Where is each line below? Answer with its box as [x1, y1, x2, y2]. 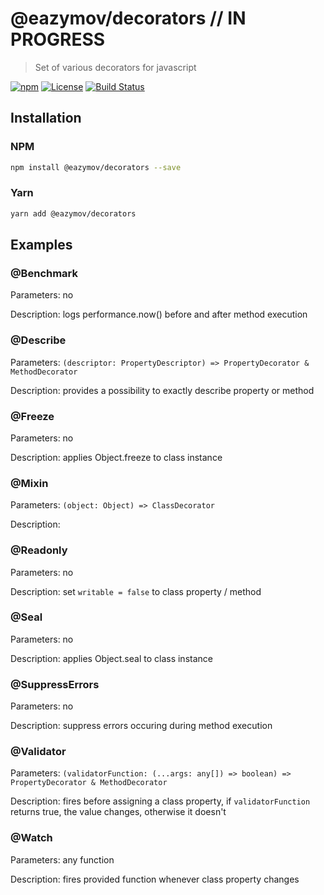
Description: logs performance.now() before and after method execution [10, 308, 308, 321]
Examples [10, 237, 73, 254]
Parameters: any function [10, 853, 115, 866]
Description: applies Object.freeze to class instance [10, 451, 223, 463]
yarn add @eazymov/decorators [10, 208, 137, 219]
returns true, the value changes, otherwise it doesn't [10, 806, 227, 818]
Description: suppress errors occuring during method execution [10, 720, 273, 732]
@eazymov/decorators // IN [10, 7, 247, 30]
